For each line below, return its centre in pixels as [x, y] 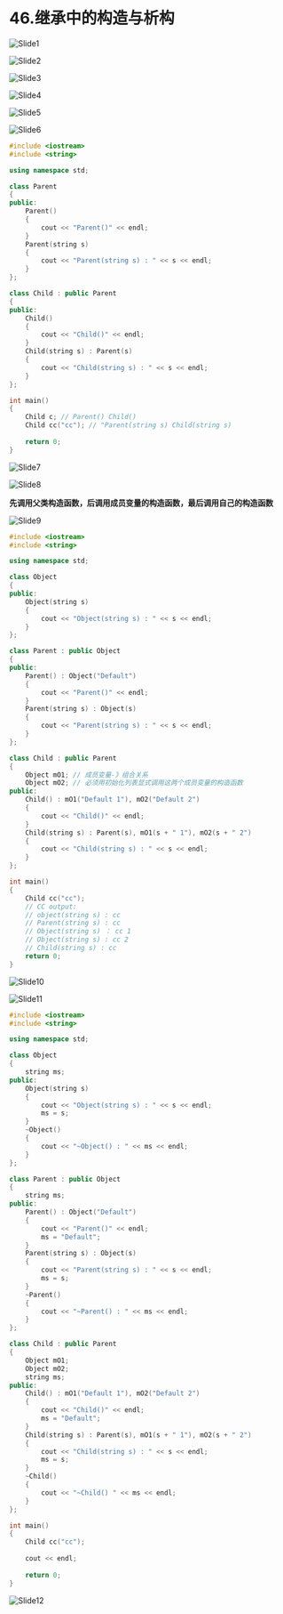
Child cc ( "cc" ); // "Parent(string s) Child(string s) [129, 425]
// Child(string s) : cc [71, 948]
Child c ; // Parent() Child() [81, 417]
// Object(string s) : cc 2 [77, 940]
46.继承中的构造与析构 [92, 18]
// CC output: [51, 907]
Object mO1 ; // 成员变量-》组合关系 [87, 775]
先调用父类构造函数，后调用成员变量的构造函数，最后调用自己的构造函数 [141, 503]
